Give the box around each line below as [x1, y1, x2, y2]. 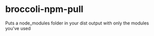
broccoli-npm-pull [5, 3, 84, 15]
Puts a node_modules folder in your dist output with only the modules [5, 20, 149, 26]
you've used [5, 25, 31, 31]
